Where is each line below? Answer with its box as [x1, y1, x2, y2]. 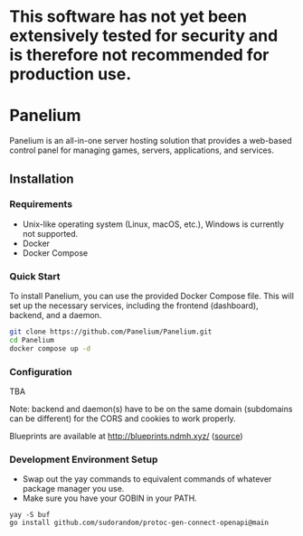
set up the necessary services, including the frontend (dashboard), [9, 300, 260, 311]
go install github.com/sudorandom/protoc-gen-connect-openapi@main [9, 518, 270, 528]
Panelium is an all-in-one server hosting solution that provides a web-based [9, 136, 292, 146]
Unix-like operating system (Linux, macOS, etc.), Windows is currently [22, 219, 285, 230]
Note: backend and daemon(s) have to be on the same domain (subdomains [9, 404, 293, 415]
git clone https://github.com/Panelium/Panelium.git [9, 327, 213, 336]
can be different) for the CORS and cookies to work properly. [9, 413, 237, 424]
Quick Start [9, 269, 61, 282]
